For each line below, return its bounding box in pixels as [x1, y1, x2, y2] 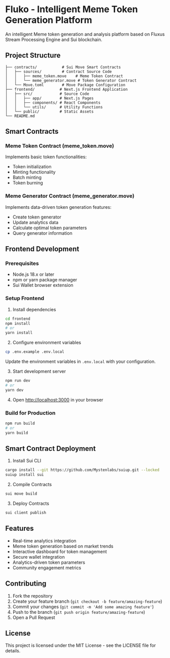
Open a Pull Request [12, 614, 56, 620]
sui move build [5, 491, 37, 496]
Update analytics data [12, 219, 59, 225]
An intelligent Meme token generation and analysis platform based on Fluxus [5, 31, 165, 37]
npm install [5, 321, 30, 326]
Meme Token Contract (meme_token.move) [5, 142, 114, 150]
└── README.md [5, 113, 35, 119]
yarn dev [5, 387, 24, 392]
